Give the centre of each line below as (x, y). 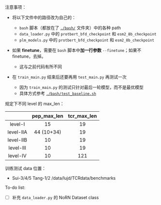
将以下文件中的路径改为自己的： (44, 17)
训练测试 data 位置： (25, 168)
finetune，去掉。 (29, 56)
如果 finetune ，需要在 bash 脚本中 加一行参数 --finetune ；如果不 (77, 50)
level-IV (17, 156)
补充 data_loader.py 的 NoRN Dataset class (55, 197)
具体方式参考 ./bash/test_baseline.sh (58, 93)
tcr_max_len (82, 116)
